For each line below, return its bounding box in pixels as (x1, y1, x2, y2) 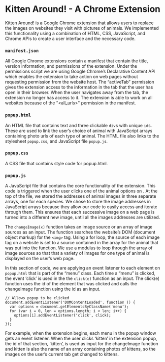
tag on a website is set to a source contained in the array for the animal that (5, 240, 159, 246)
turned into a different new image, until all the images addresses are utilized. (5, 214, 160, 221)
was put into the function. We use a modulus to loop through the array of (5, 245, 153, 251)
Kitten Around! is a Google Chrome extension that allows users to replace (5, 20, 154, 26)
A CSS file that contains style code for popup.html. (5, 160, 108, 166)
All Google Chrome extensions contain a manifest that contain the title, (5, 58, 148, 64)
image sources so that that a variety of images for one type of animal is (5, 250, 150, 256)
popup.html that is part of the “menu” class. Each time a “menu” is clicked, (5, 271, 156, 276)
